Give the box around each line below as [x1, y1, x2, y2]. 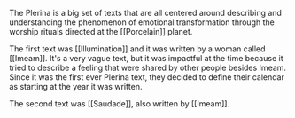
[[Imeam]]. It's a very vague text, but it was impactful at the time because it [9, 53, 283, 63]
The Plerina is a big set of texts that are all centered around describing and [9, 8, 282, 18]
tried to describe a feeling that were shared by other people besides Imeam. [9, 62, 286, 73]
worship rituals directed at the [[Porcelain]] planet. [9, 27, 193, 36]
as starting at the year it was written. [9, 82, 143, 91]
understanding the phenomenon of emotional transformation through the [9, 17, 275, 28]
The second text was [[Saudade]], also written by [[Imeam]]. [9, 98, 230, 109]
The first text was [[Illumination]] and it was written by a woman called [9, 43, 266, 54]
